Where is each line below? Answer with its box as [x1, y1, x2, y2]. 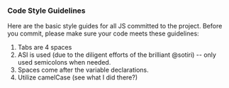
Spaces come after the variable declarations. [17, 66, 149, 75]
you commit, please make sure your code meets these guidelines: [7, 29, 200, 38]
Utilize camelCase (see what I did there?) [17, 73, 138, 82]
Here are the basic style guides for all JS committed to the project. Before [7, 22, 223, 31]
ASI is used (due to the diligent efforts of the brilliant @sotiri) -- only [17, 50, 216, 59]
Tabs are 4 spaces [17, 43, 72, 52]
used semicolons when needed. [17, 58, 111, 67]
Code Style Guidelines [7, 6, 86, 16]
